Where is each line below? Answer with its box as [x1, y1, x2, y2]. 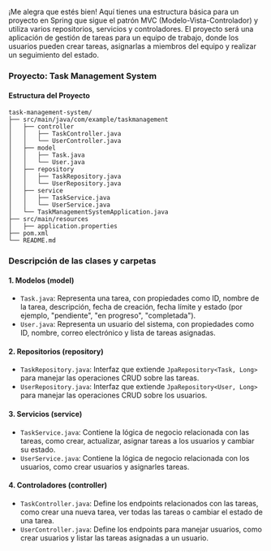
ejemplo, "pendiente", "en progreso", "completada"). [19, 310, 196, 320]
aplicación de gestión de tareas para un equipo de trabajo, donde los [8, 33, 239, 42]
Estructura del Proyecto [8, 90, 91, 100]
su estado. [19, 445, 56, 454]
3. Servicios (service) [8, 410, 83, 419]
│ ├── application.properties [8, 223, 118, 231]
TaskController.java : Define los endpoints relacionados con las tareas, [19, 498, 259, 508]
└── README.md [8, 236, 57, 245]
